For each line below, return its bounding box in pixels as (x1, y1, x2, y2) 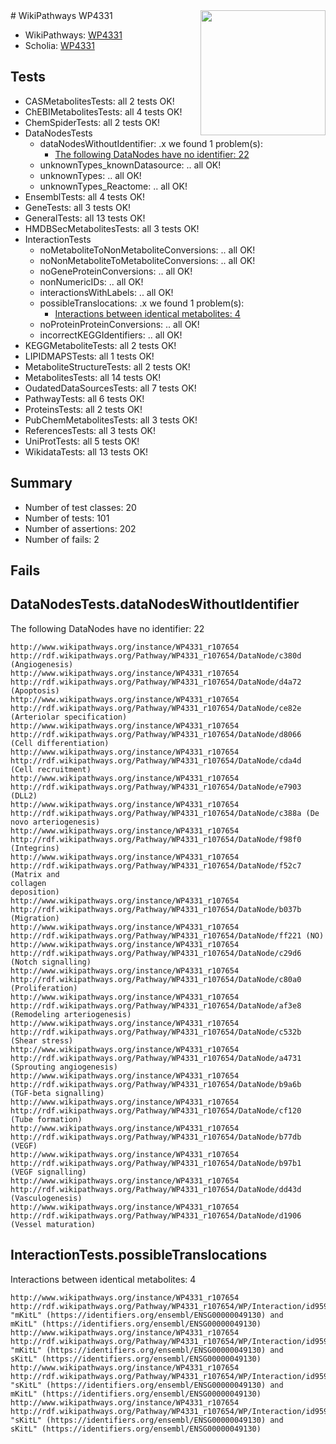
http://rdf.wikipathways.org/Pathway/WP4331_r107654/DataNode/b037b (10, 904, 302, 914)
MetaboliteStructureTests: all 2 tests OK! (24, 360, 191, 373)
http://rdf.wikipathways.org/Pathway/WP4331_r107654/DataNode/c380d (10, 650, 302, 661)
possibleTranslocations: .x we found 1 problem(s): (39, 297, 245, 309)
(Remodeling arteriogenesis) (10, 1009, 132, 1019)
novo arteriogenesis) (10, 817, 101, 827)
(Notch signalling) (10, 957, 92, 967)
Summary (10, 475, 73, 492)
